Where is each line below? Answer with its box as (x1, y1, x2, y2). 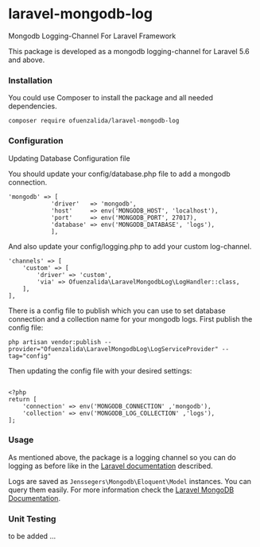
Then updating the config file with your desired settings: (8, 365, 192, 375)
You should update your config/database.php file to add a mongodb (8, 169, 231, 178)
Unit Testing (8, 513, 56, 524)
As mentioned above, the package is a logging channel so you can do (8, 452, 236, 462)
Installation (8, 75, 53, 86)
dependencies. (8, 101, 57, 111)
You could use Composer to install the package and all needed (8, 93, 213, 103)
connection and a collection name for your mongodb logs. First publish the (8, 314, 253, 323)
